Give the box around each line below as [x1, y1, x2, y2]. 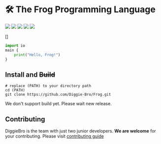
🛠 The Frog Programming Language [5, 4, 156, 15]
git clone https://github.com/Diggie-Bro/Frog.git [5, 92, 111, 97]
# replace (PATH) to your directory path [5, 84, 92, 88]
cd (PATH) [5, 88, 26, 93]
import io [5, 43, 26, 48]
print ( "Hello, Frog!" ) [14, 52, 61, 57]
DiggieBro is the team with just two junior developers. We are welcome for [5, 128, 156, 134]
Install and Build [5, 70, 56, 79]
